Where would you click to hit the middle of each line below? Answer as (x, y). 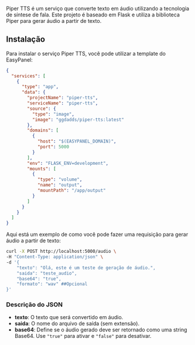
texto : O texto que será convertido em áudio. (69, 317)
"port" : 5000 (53, 147)
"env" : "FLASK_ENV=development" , (68, 163)
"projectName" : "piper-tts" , (63, 98)
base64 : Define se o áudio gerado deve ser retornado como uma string (101, 330)
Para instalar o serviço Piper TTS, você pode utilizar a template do (86, 53)
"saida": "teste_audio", (47, 273)
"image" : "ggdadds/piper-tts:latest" (78, 120)
